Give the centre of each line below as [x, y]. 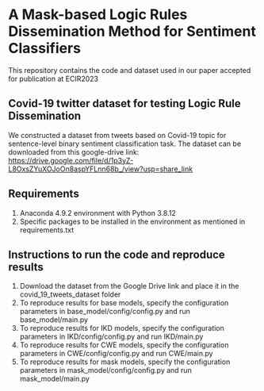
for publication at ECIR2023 [54, 79]
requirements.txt [47, 230]
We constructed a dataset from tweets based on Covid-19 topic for [117, 135]
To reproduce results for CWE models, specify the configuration [124, 345]
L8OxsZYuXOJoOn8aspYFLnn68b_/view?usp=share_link [100, 169]
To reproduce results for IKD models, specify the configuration [122, 328]
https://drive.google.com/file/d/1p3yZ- [71, 160]
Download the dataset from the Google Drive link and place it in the [129, 286]
